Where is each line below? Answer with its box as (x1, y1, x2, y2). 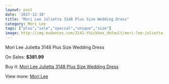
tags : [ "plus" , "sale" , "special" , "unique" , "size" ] (5, 26, 112, 31)
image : (5, 30, 19, 35)
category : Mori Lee (5, 21, 46, 26)
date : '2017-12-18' (5, 12, 46, 17)
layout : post (5, 7, 33, 12)
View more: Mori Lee (5, 73, 49, 79)
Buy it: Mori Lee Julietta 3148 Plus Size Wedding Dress (5, 63, 119, 69)
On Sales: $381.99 (5, 54, 44, 60)
